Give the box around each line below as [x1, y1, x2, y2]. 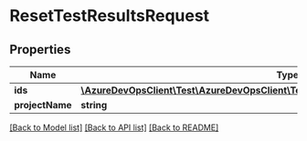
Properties [9, 42, 71, 57]
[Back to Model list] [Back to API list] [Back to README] [9, 122, 219, 133]
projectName [14, 99, 72, 111]
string [80, 99, 108, 111]
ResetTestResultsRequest [9, 5, 210, 26]
